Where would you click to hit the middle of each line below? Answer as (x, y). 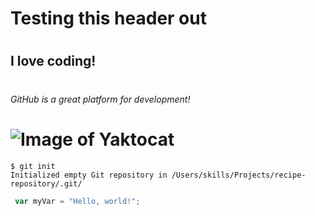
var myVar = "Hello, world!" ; (77, 201)
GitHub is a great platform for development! (100, 99)
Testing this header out (108, 18)
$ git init (33, 166)
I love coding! (53, 61)
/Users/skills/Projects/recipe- (239, 175)
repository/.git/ (46, 183)
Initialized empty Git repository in (89, 175)
